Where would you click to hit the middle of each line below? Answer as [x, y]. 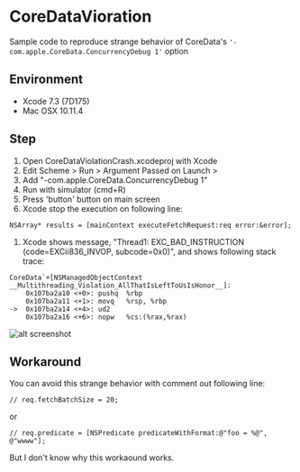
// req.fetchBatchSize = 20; [64, 400]
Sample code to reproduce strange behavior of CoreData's [118, 41]
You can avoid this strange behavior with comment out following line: [137, 384]
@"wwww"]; [28, 441]
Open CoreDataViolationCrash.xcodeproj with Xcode [120, 160]
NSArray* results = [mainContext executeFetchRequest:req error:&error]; [151, 225]
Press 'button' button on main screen [91, 199]
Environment [46, 80]
